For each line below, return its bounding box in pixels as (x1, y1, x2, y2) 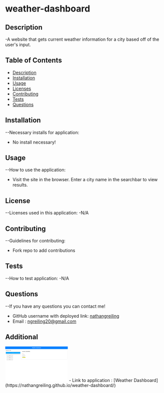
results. (12, 182, 28, 188)
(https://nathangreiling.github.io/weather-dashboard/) (5, 382, 116, 388)
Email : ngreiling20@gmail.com (12, 318, 76, 324)
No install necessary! (12, 139, 56, 145)
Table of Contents (5, 56, 62, 65)
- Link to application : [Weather (68, 377, 133, 383)
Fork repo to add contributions (12, 247, 75, 253)
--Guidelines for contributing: (5, 238, 66, 244)
